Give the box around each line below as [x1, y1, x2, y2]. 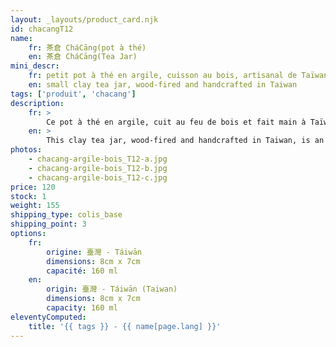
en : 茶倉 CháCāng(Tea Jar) [28, 52, 138, 62]
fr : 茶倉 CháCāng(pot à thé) [28, 42, 147, 53]
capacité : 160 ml [46, 266, 118, 276]
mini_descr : [10, 61, 60, 71]
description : [10, 98, 65, 108]
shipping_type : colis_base [10, 210, 123, 220]
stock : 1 [10, 191, 47, 201]
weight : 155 [10, 201, 60, 211]
